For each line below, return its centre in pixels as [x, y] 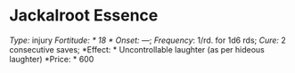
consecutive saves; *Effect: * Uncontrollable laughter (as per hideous [137, 49]
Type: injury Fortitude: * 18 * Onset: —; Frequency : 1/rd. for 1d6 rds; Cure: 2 [148, 40]
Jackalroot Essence [84, 16]
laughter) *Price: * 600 [52, 59]
